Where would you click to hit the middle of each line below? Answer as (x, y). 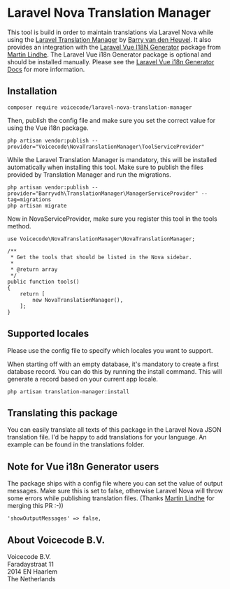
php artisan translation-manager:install (69, 392)
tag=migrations (29, 199)
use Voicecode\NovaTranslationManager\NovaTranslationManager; (101, 239)
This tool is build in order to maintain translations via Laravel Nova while (110, 32)
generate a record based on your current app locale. (83, 379)
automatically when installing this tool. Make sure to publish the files (106, 167)
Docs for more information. (46, 69)
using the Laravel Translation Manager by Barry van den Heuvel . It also (109, 39)
